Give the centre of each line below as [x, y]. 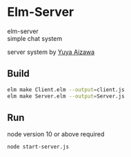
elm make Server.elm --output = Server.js [66, 96]
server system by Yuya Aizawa [51, 52]
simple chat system [35, 38]
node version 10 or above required [56, 134]
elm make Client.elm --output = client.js [66, 90]
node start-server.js [38, 147]
